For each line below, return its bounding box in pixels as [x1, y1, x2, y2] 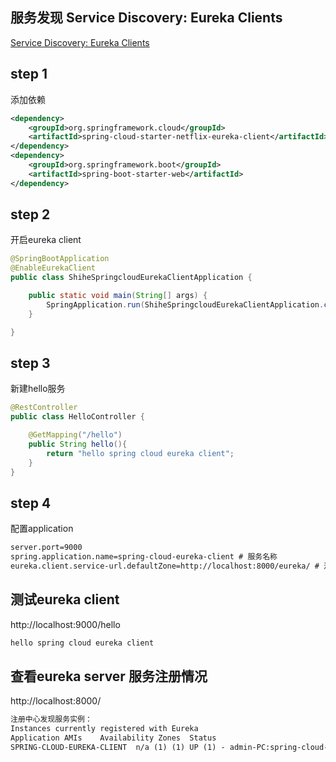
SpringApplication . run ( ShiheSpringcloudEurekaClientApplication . [46, 299, 325, 310]
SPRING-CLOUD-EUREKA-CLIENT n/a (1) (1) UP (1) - [10, 743, 226, 753]
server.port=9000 [10, 543, 83, 553]
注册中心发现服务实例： [10, 714, 93, 725]
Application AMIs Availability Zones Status [10, 733, 217, 743]
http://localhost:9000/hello [10, 618, 121, 630]
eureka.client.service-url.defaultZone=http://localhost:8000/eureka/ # [10, 561, 320, 572]
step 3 [10, 354, 51, 372]
